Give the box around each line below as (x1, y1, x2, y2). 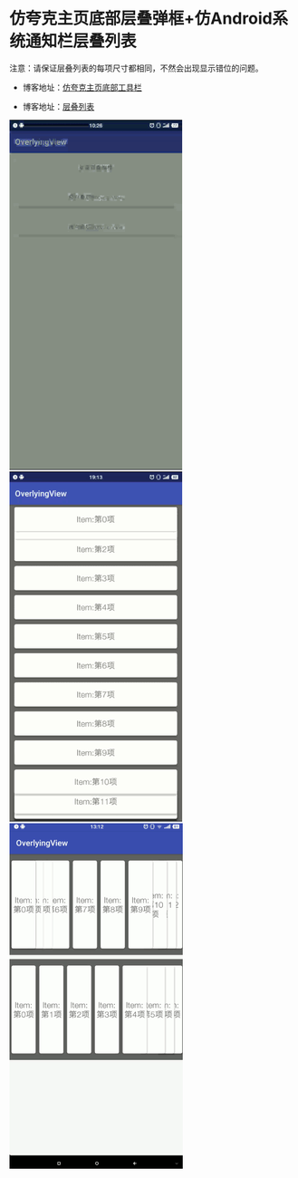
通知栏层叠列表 (25, 31, 138, 52)
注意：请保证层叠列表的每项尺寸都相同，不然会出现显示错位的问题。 (9, 63, 264, 73)
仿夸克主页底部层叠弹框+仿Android (9, 8, 274, 29)
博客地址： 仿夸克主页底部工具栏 (22, 82, 142, 92)
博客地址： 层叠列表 (22, 101, 95, 111)
